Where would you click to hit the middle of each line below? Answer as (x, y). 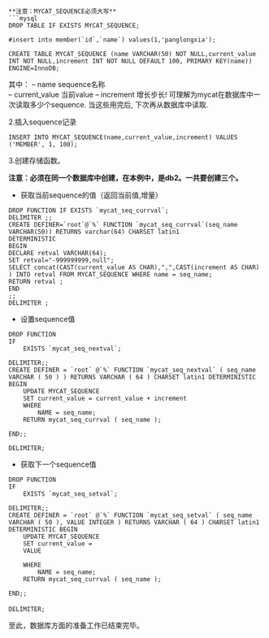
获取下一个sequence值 (58, 464)
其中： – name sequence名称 (57, 84)
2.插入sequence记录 (43, 122)
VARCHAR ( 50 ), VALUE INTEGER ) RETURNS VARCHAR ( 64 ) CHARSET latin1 (134, 523)
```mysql (23, 19)
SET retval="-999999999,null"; (61, 260)
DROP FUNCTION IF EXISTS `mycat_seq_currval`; (89, 210)
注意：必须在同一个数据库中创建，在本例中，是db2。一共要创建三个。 (126, 178)
